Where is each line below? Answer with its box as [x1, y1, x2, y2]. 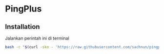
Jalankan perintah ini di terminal [5, 35, 69, 41]
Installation [5, 23, 40, 31]
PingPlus [5, 3, 42, 14]
